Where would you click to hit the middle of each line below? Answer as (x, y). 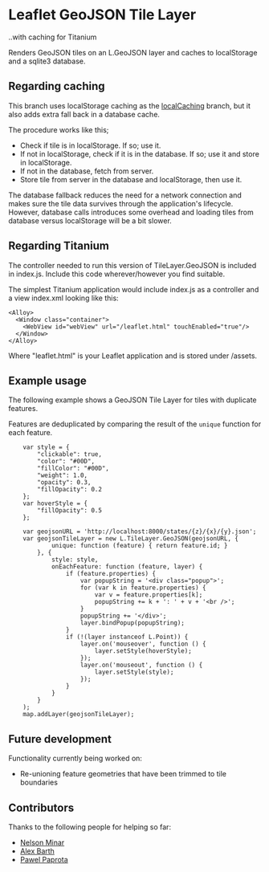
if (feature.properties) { (111, 574)
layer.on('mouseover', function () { (143, 644)
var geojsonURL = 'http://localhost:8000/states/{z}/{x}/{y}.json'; (140, 532)
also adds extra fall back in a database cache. (84, 114)
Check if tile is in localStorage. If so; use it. (90, 145)
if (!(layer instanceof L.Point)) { (127, 637)
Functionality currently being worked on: (75, 758)
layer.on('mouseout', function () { (141, 665)
